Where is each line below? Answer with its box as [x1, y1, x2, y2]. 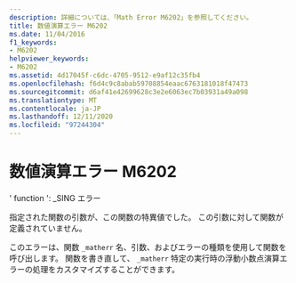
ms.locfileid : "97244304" [9, 121, 105, 130]
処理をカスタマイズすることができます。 [32, 263, 180, 274]
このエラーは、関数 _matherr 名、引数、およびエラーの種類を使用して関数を [9, 241, 287, 252]
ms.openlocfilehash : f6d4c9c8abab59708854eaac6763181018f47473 [9, 79, 249, 88]
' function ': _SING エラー [9, 192, 101, 203]
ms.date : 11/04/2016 [9, 29, 86, 38]
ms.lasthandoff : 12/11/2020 [9, 112, 114, 121]
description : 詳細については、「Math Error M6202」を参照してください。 [9, 12, 253, 22]
